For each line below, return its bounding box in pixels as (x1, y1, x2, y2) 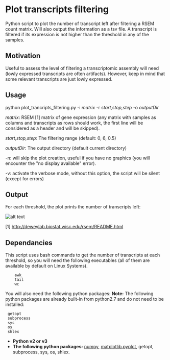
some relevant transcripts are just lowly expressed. (5, 76, 113, 82)
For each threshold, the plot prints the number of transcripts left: (5, 204, 141, 210)
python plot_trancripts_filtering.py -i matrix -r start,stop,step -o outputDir (5, 104, 159, 110)
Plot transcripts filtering (5, 4, 109, 15)
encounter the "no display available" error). (5, 160, 96, 166)
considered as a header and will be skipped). (5, 125, 100, 131)
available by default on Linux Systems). (5, 263, 88, 269)
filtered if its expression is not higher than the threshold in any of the (5, 31, 149, 37)
